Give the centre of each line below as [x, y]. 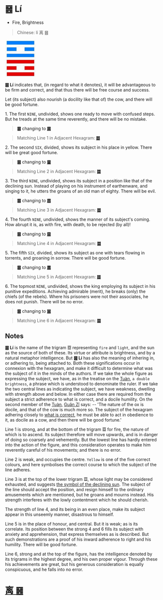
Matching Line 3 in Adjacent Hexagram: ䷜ [59, 210]
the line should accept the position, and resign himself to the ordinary [74, 490]
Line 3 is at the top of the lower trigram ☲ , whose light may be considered [79, 479]
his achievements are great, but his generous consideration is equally [74, 565]
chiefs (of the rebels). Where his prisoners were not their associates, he [77, 297]
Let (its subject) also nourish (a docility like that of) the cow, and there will [79, 99]
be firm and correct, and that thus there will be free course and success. [78, 90]
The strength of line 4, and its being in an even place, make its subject [75, 510]
